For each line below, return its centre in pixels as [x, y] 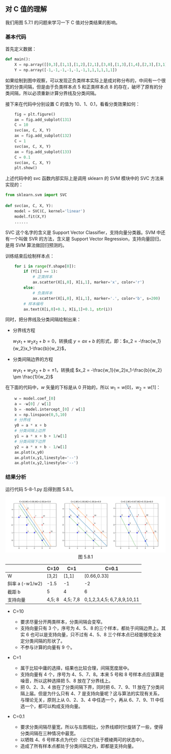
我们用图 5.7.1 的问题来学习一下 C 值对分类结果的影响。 [63, 22]
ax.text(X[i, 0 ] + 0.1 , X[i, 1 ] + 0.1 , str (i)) [68, 309]
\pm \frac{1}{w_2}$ [33, 377]
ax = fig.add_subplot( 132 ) [43, 136]
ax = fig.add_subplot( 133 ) [43, 152]
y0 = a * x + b [31, 425]
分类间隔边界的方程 [33, 359]
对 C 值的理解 [26, 9]
